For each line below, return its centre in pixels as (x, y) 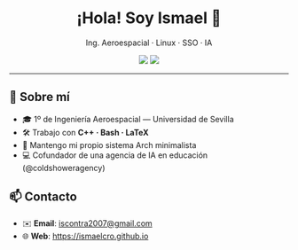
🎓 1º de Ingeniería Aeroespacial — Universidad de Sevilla (128, 119)
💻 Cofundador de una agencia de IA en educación (115, 155)
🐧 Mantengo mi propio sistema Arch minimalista (109, 145)
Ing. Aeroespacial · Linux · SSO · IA (149, 43)
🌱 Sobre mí (39, 97)
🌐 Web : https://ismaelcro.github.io (85, 236)
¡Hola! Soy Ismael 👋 (149, 18)
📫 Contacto (43, 197)
